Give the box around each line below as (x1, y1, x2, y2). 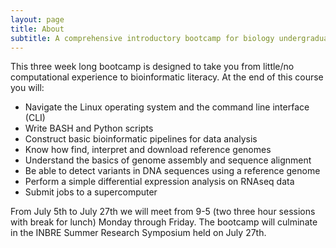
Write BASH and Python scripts (24, 122, 154, 135)
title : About (10, 24, 65, 34)
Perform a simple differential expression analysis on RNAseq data (24, 176, 295, 188)
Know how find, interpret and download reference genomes (24, 144, 272, 156)
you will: (10, 82, 45, 94)
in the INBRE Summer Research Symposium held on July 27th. (10, 227, 267, 239)
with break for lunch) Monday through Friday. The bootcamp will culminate (10, 216, 318, 228)
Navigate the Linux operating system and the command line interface (24, 101, 310, 113)
